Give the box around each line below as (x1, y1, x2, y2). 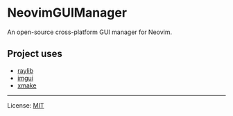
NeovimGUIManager (7, 5, 127, 21)
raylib (17, 66, 34, 74)
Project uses (7, 48, 62, 60)
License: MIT (7, 101, 44, 109)
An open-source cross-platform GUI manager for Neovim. (7, 28, 173, 36)
